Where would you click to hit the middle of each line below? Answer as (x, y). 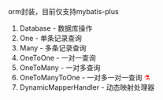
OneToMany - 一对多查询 (60, 68)
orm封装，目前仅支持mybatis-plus (64, 11)
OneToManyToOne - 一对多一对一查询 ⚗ (85, 78)
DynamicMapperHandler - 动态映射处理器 (87, 87)
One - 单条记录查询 (51, 38)
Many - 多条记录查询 (53, 48)
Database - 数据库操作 (56, 28)
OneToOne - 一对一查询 (57, 58)
